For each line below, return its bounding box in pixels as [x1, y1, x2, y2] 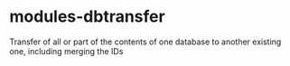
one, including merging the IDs [9, 45, 124, 56]
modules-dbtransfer [9, 6, 165, 27]
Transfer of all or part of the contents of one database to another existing [9, 36, 282, 47]
